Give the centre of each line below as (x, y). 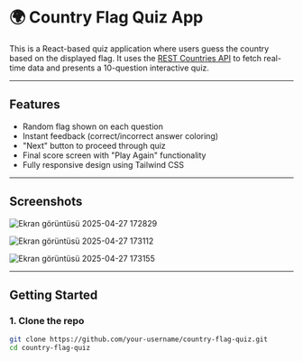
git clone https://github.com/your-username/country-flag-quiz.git (139, 339)
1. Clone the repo (47, 320)
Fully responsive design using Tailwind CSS (103, 164)
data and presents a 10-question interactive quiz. (119, 68)
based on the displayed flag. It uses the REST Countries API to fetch (136, 58)
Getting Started (54, 295)
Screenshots (46, 202)
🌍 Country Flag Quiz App (106, 18)
